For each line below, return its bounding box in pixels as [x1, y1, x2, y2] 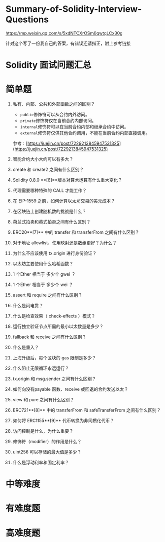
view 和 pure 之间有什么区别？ [12, 397, 74, 403]
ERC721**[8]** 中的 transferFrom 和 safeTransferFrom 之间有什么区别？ [12, 407, 161, 413]
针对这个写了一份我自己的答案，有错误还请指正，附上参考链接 [5, 40, 131, 46]
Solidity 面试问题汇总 [5, 60, 92, 71]
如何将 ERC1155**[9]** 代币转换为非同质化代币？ [12, 417, 115, 424]
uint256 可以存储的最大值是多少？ [12, 449, 82, 455]
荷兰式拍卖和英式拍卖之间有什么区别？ [12, 219, 91, 225]
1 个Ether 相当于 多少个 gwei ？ [12, 271, 76, 277]
